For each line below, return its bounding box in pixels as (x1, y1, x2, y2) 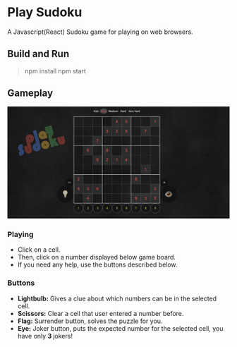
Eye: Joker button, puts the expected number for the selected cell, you (17, 324, 224, 332)
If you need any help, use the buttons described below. (17, 260, 178, 269)
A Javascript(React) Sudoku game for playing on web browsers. (7, 28, 193, 36)
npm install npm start (24, 66, 87, 75)
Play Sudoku (7, 4, 83, 20)
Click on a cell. (17, 245, 61, 254)
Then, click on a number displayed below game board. (17, 253, 176, 262)
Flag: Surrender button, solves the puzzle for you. (17, 317, 163, 325)
